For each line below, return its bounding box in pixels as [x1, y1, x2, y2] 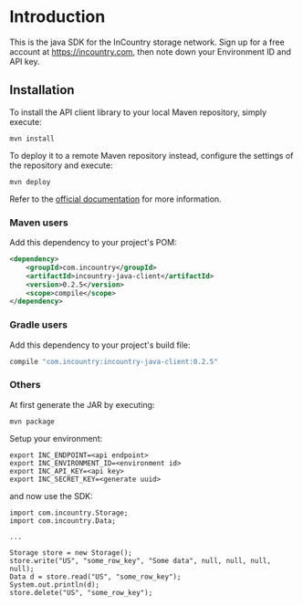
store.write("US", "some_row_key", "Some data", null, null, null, [9, 556, 272, 565]
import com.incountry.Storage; [9, 508, 129, 517]
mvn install [9, 134, 55, 143]
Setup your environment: [9, 433, 103, 444]
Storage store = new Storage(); [9, 548, 132, 558]
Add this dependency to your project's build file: [9, 340, 191, 350]
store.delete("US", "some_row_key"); [9, 588, 153, 597]
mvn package [9, 417, 55, 426]
